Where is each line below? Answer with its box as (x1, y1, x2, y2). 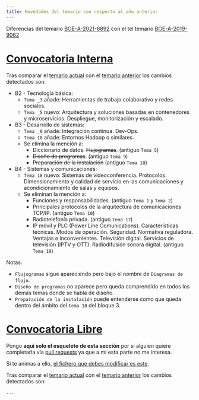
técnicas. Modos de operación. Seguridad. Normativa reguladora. (32, 228, 193, 235)
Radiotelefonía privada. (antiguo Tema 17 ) (32, 215, 133, 223)
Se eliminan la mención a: (23, 191, 87, 198)
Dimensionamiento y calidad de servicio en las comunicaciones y (23, 177, 184, 185)
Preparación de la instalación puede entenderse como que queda (14, 295, 182, 303)
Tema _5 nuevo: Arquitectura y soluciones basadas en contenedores (23, 108, 190, 116)
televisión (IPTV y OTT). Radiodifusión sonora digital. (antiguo (32, 241, 184, 248)
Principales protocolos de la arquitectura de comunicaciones (32, 203, 181, 210)
